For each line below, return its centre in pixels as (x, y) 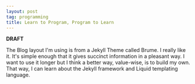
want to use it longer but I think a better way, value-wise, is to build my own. (98, 62)
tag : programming (27, 17)
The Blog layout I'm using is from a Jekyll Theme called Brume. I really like (96, 50)
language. (18, 75)
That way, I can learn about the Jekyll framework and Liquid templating (92, 69)
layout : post (22, 11)
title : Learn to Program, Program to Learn (60, 22)
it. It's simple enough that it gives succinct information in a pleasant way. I (95, 57)
